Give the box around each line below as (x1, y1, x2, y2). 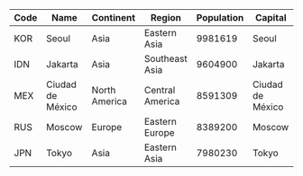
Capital (255, 12, 287, 23)
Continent (91, 12, 136, 23)
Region (150, 12, 182, 23)
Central (143, 84, 176, 96)
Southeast (143, 53, 188, 65)
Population (196, 12, 244, 23)
